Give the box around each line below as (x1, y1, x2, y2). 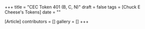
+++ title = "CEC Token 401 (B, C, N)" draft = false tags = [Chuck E (4, 4, 141, 10)
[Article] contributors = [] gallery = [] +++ (4, 19, 89, 24)
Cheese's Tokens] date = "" (4, 9, 61, 15)
